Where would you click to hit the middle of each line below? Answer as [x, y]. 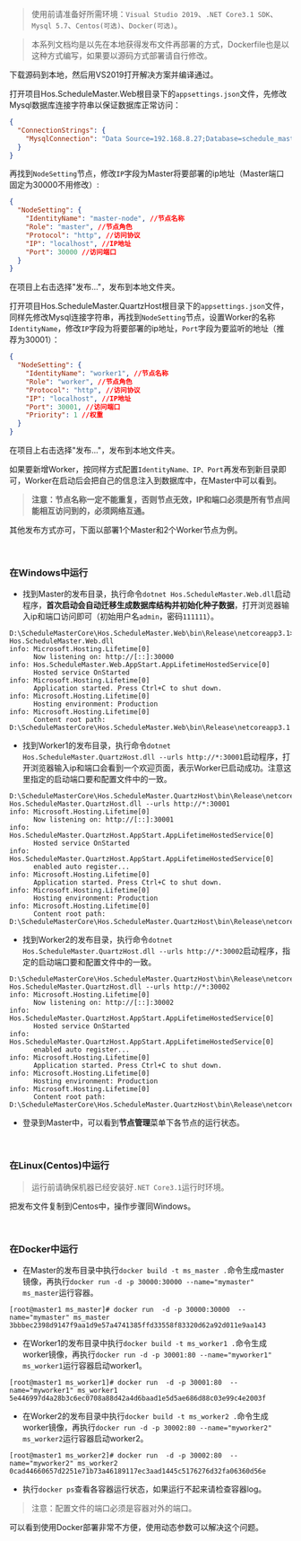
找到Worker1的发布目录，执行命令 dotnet [97, 745]
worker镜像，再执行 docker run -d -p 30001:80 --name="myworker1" [147, 1354]
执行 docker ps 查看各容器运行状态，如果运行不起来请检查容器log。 [144, 1489]
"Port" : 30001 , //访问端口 [73, 407]
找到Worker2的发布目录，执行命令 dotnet [97, 940]
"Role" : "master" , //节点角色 [79, 227]
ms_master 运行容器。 [60, 1292]
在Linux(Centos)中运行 [60, 1166]
